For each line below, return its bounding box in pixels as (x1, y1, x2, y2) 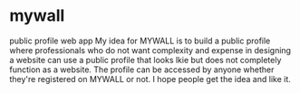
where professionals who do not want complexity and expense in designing (9, 44, 292, 55)
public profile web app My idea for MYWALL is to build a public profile (9, 35, 271, 46)
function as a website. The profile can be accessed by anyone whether (9, 64, 275, 75)
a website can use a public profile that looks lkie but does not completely (9, 54, 282, 65)
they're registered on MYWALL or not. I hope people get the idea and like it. (9, 73, 292, 84)
